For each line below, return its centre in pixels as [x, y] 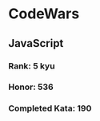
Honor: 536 [31, 87]
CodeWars [44, 14]
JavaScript [36, 43]
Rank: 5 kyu [32, 66]
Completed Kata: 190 [50, 108]
